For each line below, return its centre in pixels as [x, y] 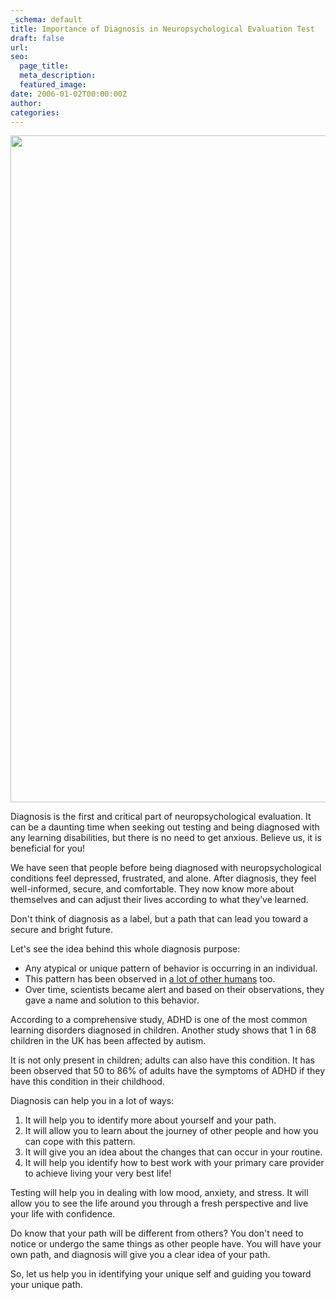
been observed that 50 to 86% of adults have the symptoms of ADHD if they [168, 1071]
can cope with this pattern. [80, 1142]
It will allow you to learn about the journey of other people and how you [171, 1131]
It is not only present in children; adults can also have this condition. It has [162, 1060]
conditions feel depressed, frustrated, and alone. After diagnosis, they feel [163, 878]
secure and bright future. [61, 930]
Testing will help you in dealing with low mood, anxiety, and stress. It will [159, 1193]
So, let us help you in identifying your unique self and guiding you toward [161, 1274]
